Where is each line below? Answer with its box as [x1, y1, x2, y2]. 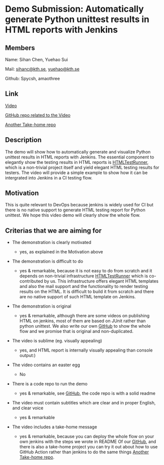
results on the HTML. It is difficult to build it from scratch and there [19, 288, 154, 294]
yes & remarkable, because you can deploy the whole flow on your [19, 434, 154, 440]
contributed [19, 278, 43, 284]
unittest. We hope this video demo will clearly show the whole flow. [5, 212, 141, 218]
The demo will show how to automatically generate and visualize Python [5, 149, 151, 155]
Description [5, 136, 42, 144]
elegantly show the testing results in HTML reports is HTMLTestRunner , [5, 159, 149, 165]
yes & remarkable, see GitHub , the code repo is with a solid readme [19, 390, 156, 397]
